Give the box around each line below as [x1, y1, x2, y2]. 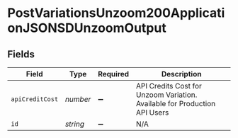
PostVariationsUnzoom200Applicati [7, 5, 225, 21]
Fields [7, 48, 35, 60]
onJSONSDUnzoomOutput [7, 20, 166, 36]
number [64, 94, 91, 104]
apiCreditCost [11, 96, 59, 103]
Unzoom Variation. [135, 90, 198, 100]
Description [161, 69, 202, 79]
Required [98, 69, 130, 79]
